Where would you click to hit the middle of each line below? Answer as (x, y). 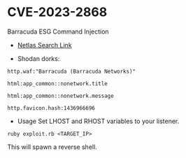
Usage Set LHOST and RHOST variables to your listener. (98, 121)
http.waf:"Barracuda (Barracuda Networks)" (72, 71)
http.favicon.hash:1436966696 (51, 108)
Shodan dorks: (38, 58)
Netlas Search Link (44, 45)
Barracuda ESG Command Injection (58, 31)
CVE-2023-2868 (57, 12)
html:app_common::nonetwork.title (58, 84)
